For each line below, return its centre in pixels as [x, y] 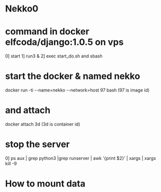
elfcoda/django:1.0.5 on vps [64, 42]
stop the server [37, 144]
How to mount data [45, 184]
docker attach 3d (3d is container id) [43, 124]
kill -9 [11, 163]
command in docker [47, 32]
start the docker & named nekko [73, 76]
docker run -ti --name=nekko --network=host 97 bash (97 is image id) [77, 90]
